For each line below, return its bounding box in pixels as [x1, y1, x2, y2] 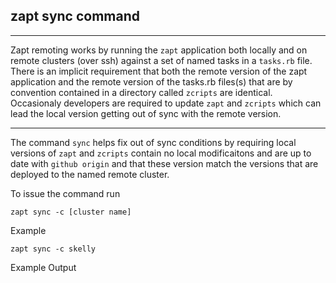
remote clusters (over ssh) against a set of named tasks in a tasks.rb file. [10, 54, 313, 66]
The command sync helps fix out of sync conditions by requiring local [10, 136, 297, 148]
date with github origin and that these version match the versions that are [10, 157, 319, 169]
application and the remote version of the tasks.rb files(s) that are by [10, 75, 293, 88]
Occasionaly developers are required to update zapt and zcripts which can [10, 97, 322, 109]
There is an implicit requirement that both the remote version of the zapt [10, 65, 308, 77]
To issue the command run [10, 187, 121, 199]
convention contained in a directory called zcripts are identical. [10, 86, 273, 98]
